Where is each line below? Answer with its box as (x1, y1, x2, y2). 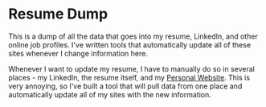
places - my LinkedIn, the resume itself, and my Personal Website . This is (8, 72, 251, 82)
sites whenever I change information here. (8, 48, 149, 58)
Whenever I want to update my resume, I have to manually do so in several (8, 64, 255, 73)
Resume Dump (8, 5, 108, 23)
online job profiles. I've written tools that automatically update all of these (8, 39, 252, 49)
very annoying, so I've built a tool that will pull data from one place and (8, 81, 243, 91)
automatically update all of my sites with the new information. (8, 89, 211, 99)
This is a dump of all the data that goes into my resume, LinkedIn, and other (8, 31, 259, 41)
